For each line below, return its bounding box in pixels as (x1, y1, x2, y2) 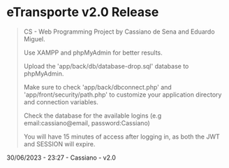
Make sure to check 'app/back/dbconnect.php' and (23, 83, 172, 91)
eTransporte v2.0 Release (6, 4, 159, 20)
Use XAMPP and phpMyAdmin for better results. (23, 48, 163, 57)
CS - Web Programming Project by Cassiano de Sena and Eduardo (23, 27, 215, 36)
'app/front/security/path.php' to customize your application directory (23, 90, 222, 99)
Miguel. (23, 34, 46, 43)
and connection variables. (23, 97, 98, 106)
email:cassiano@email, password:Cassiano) (23, 118, 151, 127)
